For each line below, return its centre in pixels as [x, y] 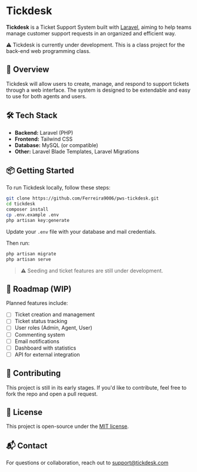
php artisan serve [29, 259]
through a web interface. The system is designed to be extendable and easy [98, 90]
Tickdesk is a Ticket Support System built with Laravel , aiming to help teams [99, 27]
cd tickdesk [21, 204]
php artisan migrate [31, 254]
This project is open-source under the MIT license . [68, 426]
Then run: [18, 243]
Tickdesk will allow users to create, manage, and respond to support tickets [98, 84]
